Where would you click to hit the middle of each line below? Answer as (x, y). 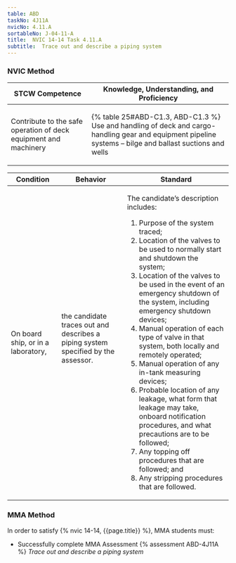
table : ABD (23, 14)
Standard (176, 179)
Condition (33, 179)
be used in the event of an (182, 284)
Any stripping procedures (181, 478)
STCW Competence (48, 94)
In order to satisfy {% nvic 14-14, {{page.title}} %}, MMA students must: (111, 530)
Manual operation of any (179, 364)
